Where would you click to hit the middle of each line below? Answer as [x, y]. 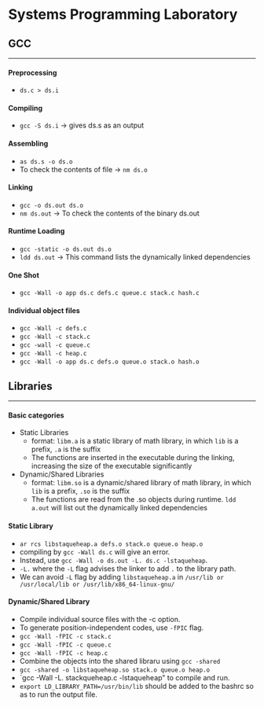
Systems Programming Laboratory [123, 15]
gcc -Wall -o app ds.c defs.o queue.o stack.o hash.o [109, 362]
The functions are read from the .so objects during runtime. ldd [134, 499]
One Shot [24, 275]
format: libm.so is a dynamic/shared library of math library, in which [141, 483]
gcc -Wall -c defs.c [53, 329]
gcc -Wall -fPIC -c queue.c [65, 645]
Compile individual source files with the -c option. [100, 619]
